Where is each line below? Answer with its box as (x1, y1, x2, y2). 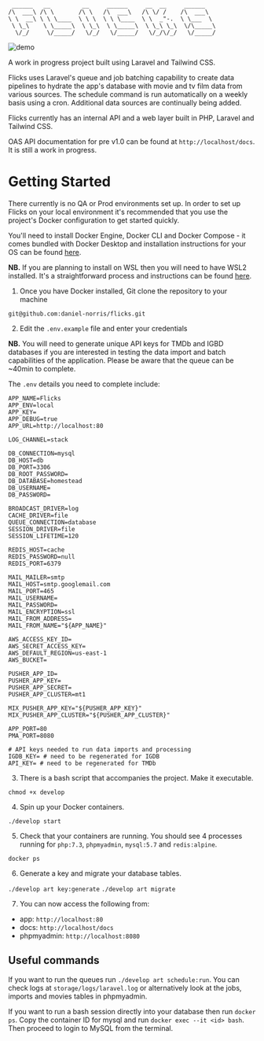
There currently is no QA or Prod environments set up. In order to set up (8, 198, 241, 208)
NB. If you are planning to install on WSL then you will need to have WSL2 (8, 262, 247, 272)
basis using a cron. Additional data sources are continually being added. (8, 98, 242, 107)
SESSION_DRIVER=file (8, 525, 76, 533)
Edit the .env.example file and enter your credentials (19, 323, 188, 333)
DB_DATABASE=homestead (8, 477, 82, 485)
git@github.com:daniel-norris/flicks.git (8, 309, 146, 318)
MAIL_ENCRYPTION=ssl (8, 607, 76, 615)
